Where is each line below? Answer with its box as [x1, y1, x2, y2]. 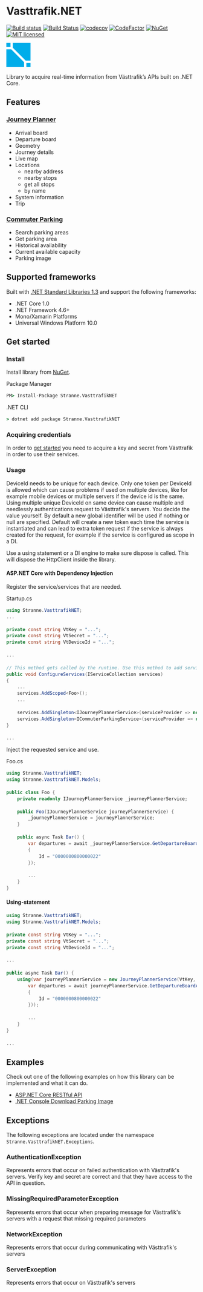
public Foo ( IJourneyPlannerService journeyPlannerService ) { [17, 809, 174, 815]
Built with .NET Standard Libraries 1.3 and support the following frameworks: [6, 288, 196, 295]
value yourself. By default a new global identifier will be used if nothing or [6, 512, 189, 519]
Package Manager [6, 380, 52, 388]
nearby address [24, 168, 63, 175]
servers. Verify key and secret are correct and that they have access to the [6, 1173, 193, 1181]
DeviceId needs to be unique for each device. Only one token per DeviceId [6, 480, 192, 487]
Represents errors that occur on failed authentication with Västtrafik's [6, 1167, 180, 1174]
